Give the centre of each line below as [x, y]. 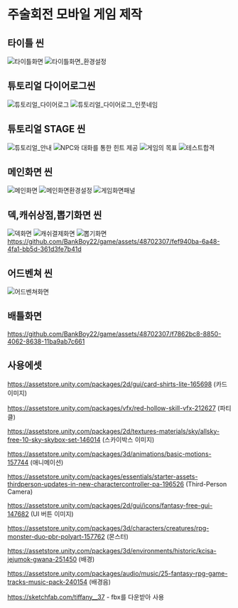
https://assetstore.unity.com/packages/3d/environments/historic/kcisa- [112, 550]
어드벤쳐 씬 [30, 273]
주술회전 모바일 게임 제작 [75, 15]
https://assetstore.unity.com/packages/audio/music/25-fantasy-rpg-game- [118, 573]
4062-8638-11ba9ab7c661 [46, 341]
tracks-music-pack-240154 [47, 582]
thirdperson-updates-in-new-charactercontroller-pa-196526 [96, 484]
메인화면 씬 [30, 172]
